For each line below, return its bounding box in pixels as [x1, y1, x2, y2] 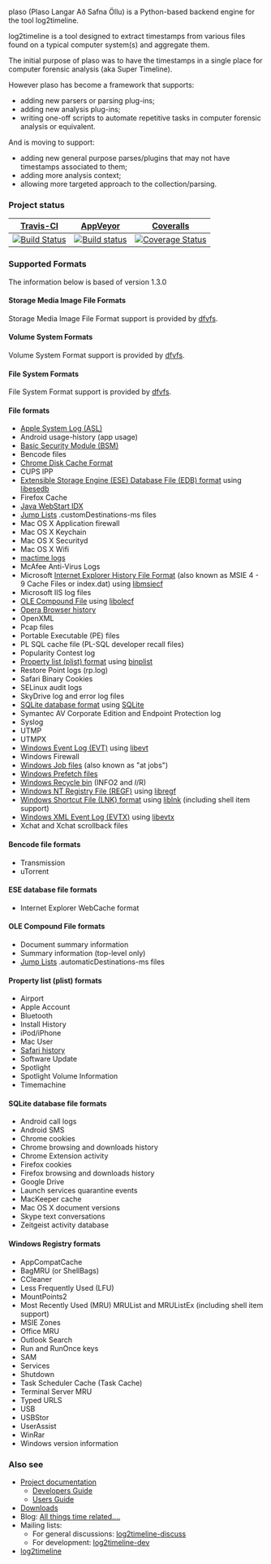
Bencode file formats [8, 840, 81, 849]
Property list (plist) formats [8, 975, 103, 985]
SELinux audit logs [19, 683, 83, 693]
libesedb [19, 484, 50, 494]
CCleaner [19, 1274, 53, 1284]
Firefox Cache [19, 493, 67, 502]
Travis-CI [19, 220, 59, 232]
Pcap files [19, 622, 54, 632]
